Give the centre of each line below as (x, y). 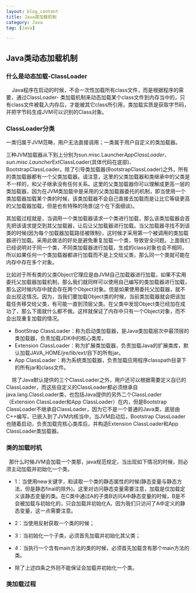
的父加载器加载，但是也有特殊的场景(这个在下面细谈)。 (72, 206)
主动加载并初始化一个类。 (42, 469)
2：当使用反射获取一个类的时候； (55, 523)
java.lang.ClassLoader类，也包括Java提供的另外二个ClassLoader (84, 395)
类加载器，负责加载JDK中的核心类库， (60, 338)
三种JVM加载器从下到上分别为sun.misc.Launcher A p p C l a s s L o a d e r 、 (88, 155)
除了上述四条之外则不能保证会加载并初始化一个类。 (76, 567)
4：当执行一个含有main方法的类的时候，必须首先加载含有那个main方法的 (102, 548)
